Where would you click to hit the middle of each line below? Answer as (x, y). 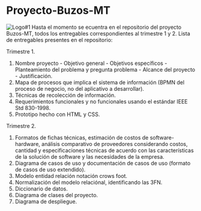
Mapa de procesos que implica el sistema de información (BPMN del (100, 82)
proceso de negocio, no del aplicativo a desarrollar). (79, 88)
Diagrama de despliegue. (46, 201)
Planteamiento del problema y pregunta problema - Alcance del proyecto (105, 69)
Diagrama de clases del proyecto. (56, 195)
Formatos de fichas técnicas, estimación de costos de (82, 137)
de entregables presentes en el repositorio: (59, 40)
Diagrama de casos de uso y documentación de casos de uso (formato (103, 163)
